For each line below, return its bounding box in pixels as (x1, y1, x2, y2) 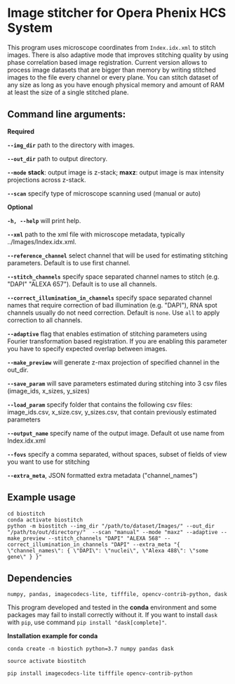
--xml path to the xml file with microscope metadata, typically (7, 230, 185, 239)
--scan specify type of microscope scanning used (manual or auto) (7, 189, 201, 198)
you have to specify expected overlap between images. (7, 344, 168, 353)
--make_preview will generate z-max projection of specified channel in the (7, 357, 220, 367)
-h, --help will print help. (7, 216, 81, 224)
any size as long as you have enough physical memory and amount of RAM (7, 80, 224, 89)
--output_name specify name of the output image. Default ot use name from (7, 429, 224, 437)
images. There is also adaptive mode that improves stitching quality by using (7, 51, 229, 59)
